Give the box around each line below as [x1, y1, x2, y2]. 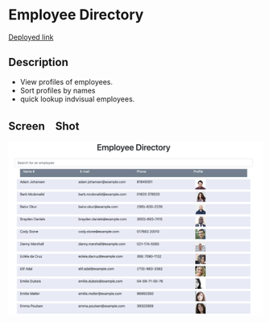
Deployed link [8, 32, 54, 42]
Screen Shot [8, 119, 80, 134]
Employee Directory [8, 6, 144, 24]
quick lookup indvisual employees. [19, 94, 135, 104]
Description [8, 56, 68, 69]
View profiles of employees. [19, 76, 113, 86]
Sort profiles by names [19, 85, 96, 95]
